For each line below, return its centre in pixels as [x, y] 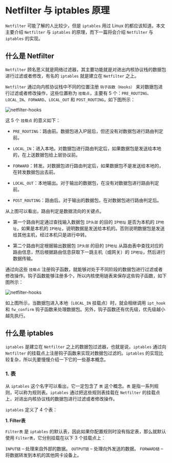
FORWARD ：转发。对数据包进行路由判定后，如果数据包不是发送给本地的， [88, 166]
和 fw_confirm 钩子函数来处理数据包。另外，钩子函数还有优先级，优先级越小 [85, 309]
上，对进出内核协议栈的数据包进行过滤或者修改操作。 [61, 399]
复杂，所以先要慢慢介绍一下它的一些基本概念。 [59, 359]
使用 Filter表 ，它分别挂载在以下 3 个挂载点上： [56, 437]
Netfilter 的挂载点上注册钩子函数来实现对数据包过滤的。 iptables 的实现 [82, 353]
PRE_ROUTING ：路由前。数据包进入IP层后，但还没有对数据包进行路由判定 [88, 131]
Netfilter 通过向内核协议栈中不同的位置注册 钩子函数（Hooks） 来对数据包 [82, 86]
